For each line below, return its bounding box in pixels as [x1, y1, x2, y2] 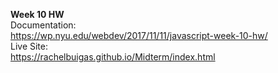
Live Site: [10, 40, 49, 52]
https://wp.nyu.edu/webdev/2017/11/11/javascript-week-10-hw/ [10, 30, 268, 41]
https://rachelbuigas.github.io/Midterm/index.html [10, 51, 216, 63]
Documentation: [10, 19, 77, 31]
